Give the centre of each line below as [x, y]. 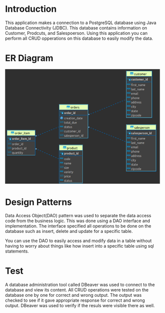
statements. [17, 251]
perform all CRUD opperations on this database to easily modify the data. [79, 38]
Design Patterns [39, 202]
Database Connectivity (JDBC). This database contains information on [76, 28]
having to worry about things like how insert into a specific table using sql [80, 246]
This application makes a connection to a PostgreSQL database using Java [81, 23]
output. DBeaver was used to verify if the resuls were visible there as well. [80, 306]
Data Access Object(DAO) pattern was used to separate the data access [78, 216]
